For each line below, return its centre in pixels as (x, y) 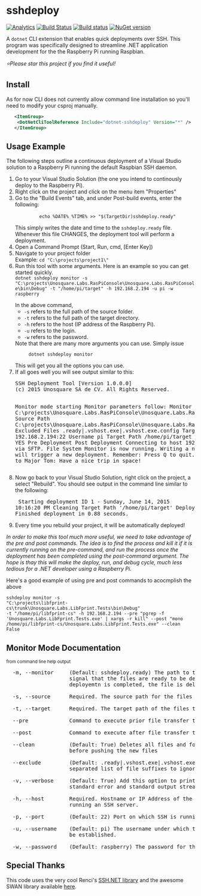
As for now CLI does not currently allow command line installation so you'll (98, 99)
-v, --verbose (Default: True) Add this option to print (104, 781)
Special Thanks (36, 866)
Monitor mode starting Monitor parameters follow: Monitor (103, 407)
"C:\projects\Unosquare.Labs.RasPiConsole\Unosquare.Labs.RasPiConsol (105, 284)
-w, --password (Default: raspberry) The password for (99, 847)
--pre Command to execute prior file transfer (101, 721)
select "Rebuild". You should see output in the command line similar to (101, 484)
